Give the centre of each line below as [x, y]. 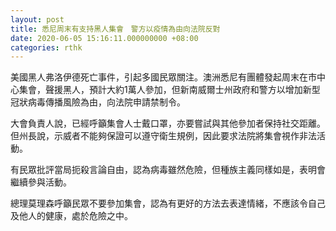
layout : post [37, 19]
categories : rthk [46, 47]
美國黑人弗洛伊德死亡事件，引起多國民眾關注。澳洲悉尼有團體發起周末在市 [163, 77]
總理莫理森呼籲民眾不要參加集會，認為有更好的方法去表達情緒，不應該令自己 [168, 203]
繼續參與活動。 [41, 182]
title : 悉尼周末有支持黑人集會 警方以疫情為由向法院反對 [115, 29]
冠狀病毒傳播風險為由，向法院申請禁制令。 [98, 102]
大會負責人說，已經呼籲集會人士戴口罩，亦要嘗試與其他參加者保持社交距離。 [168, 123]
